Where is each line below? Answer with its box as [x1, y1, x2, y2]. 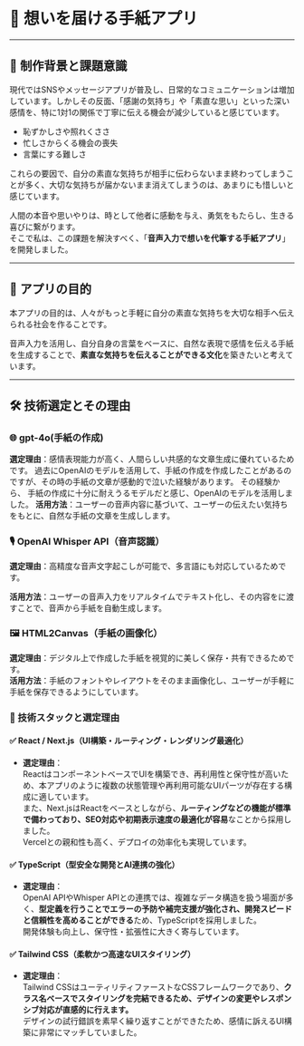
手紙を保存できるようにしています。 [9, 686, 143, 697]
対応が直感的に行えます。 [38, 1004, 134, 1015]
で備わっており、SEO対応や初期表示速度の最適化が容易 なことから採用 [22, 813, 284, 825]
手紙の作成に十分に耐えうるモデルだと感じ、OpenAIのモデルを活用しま [26, 488, 294, 499]
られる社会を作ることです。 [9, 318, 112, 329]
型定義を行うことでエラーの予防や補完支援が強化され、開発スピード [38, 904, 292, 915]
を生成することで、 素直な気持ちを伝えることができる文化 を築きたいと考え [9, 349, 286, 360]
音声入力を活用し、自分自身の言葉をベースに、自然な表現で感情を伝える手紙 [9, 337, 294, 349]
